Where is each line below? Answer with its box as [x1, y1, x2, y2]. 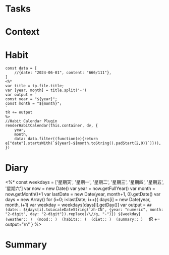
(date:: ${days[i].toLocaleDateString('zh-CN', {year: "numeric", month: [5, 207, 164, 212]
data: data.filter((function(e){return [14, 137, 98, 142]
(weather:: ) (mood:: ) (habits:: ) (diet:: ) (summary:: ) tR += [5, 216, 160, 222]
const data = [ [5, 66, 37, 71]
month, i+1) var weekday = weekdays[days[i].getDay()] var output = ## [5, 202, 152, 208]
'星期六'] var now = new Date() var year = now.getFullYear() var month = [5, 185, 155, 192]
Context [5, 26, 40, 38]
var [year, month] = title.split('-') [5, 88, 87, 93]
